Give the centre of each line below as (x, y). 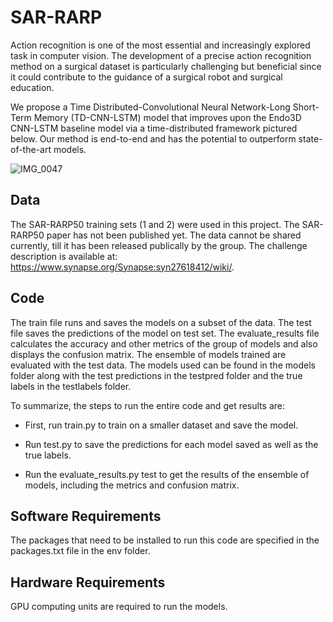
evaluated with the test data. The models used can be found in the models (163, 365)
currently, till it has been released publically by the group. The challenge (159, 245)
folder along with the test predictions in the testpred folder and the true (156, 375)
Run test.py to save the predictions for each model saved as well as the (171, 444)
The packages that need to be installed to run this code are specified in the (165, 540)
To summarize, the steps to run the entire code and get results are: (147, 405)
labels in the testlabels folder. (71, 386)
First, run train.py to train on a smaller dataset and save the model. (161, 425)
